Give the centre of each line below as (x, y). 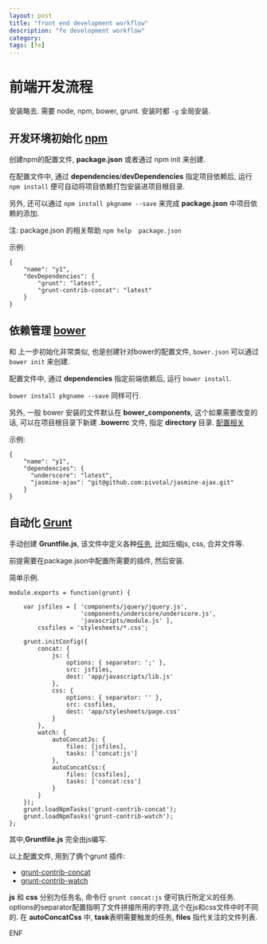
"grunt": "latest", (70, 283)
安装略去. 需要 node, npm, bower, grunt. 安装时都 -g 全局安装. (110, 111)
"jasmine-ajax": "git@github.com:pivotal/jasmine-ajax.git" (132, 482)
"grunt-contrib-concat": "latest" (95, 290)
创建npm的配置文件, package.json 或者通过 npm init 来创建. (107, 159)
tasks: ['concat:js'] (102, 753)
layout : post (31, 16)
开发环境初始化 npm (59, 139)
